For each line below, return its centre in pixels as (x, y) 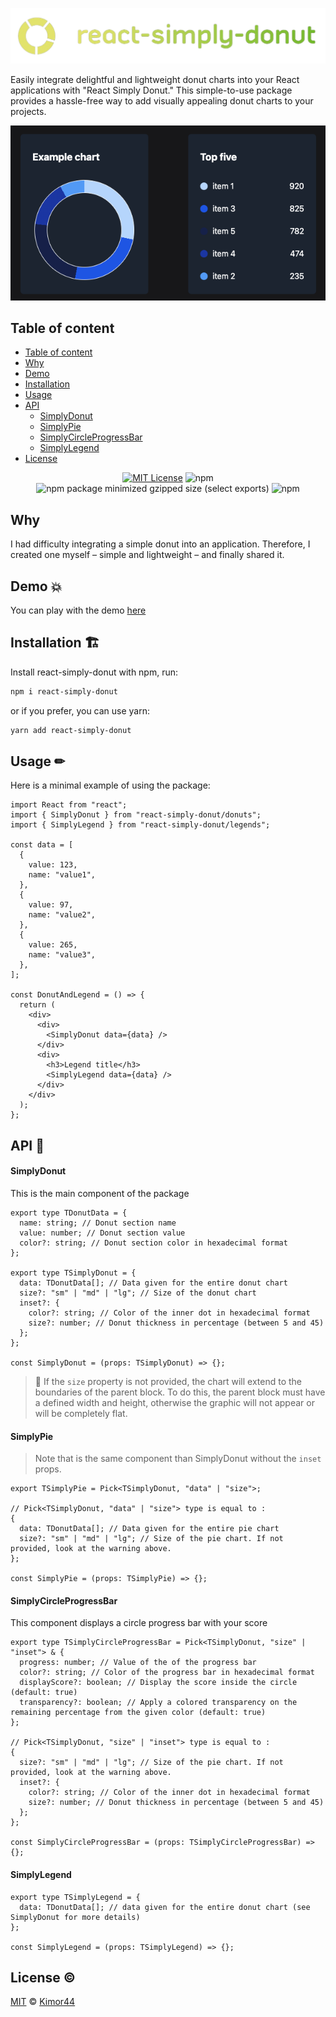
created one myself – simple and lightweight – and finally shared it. (147, 555)
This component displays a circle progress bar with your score (139, 1623)
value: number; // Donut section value (102, 1233)
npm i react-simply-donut (64, 691)
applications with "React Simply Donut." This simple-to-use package (151, 90)
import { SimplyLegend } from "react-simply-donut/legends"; (140, 825)
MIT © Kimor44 (43, 2002)
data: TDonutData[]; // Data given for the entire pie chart (149, 1529)
